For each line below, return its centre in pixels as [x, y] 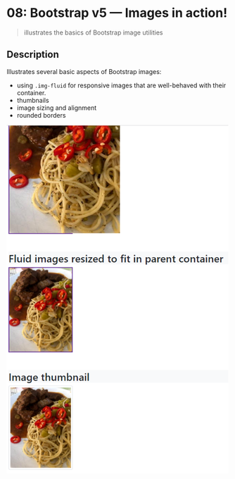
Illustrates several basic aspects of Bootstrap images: [84, 71]
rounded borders [41, 115]
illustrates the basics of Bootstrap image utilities [93, 32]
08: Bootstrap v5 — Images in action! [117, 13]
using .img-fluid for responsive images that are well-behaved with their [121, 85]
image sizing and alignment [57, 108]
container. [31, 92]
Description [33, 55]
